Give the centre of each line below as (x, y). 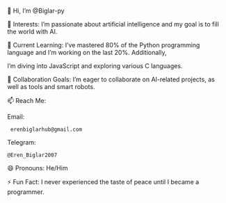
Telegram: (22, 142)
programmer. (26, 192)
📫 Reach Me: (27, 100)
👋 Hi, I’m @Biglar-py (36, 11)
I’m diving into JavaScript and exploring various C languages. (95, 66)
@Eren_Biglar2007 (32, 155)
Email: (16, 117)
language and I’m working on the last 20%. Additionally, (87, 52)
